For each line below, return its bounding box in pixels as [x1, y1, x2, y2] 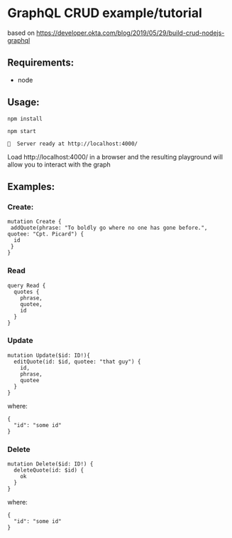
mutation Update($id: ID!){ [7, 352, 91, 359]
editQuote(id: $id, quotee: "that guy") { [13, 358, 141, 365]
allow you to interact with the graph [7, 160, 111, 169]
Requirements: [7, 57, 74, 69]
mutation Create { [7, 218, 62, 226]
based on [7, 28, 35, 37]
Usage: [7, 96, 40, 108]
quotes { [13, 288, 40, 295]
